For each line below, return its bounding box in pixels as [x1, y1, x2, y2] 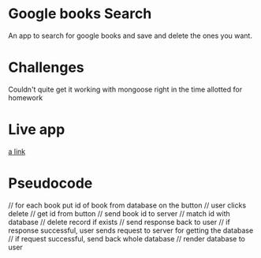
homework [8, 92, 43, 103]
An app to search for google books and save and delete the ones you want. [8, 31, 252, 40]
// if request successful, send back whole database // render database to [8, 234, 246, 243]
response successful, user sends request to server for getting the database [8, 226, 254, 235]
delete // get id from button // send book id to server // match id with [8, 208, 230, 218]
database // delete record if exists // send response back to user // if [8, 217, 230, 226]
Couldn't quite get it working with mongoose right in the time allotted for [8, 84, 243, 94]
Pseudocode [8, 174, 93, 192]
